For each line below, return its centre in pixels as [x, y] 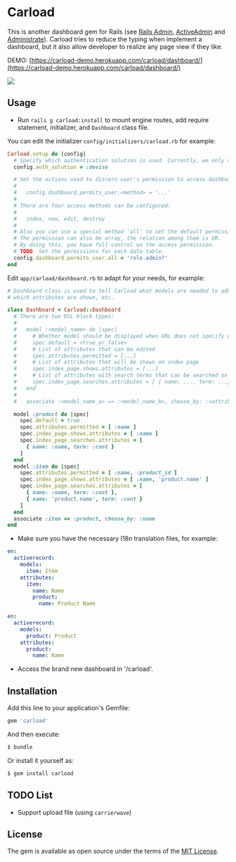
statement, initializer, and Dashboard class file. [83, 127]
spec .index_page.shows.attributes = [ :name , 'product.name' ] [114, 479]
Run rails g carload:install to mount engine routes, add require [113, 119]
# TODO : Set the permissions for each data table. [89, 252]
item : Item [42, 571]
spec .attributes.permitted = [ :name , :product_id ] [99, 473]
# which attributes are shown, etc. [61, 297]
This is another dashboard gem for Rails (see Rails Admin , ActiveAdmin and [116, 32]
